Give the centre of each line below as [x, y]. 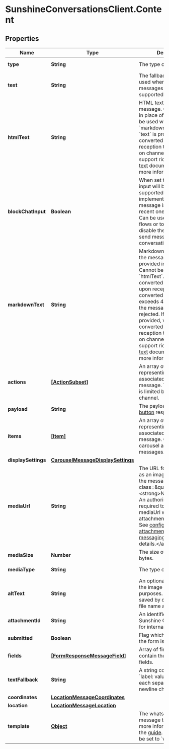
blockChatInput [27, 211]
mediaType [21, 570]
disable [148, 230]
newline [148, 689]
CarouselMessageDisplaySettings [93, 460]
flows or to [152, 224]
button [147, 412]
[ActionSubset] [70, 382]
